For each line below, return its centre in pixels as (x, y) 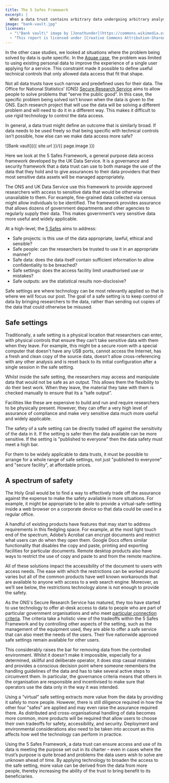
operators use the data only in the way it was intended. (62, 687)
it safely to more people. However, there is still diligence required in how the (84, 702)
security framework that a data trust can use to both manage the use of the (83, 166)
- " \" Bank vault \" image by (39, 33)
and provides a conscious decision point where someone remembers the (81, 666)
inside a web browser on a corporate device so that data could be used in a (83, 509)
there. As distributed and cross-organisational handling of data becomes (80, 713)
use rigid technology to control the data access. (55, 115)
